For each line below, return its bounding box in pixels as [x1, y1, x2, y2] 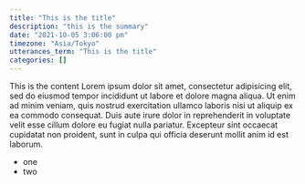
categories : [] [9, 56, 68, 65]
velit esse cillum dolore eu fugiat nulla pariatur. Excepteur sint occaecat [9, 119, 279, 130]
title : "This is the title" [9, 13, 117, 23]
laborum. [9, 138, 44, 149]
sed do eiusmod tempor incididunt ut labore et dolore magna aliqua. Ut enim [9, 90, 296, 101]
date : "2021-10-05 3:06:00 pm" [9, 30, 129, 39]
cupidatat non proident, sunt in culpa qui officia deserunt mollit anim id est [9, 129, 289, 139]
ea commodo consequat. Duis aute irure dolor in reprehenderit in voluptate [9, 110, 290, 120]
